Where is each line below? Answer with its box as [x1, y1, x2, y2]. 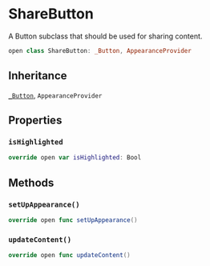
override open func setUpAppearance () [8, 216, 138, 224]
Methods [8, 175, 55, 189]
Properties [8, 114, 63, 127]
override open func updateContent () [8, 252, 131, 260]
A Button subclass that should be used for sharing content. [8, 31, 203, 41]
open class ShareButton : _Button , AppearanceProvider [8, 46, 192, 54]
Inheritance [8, 69, 67, 83]
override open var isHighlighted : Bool [8, 154, 142, 162]
